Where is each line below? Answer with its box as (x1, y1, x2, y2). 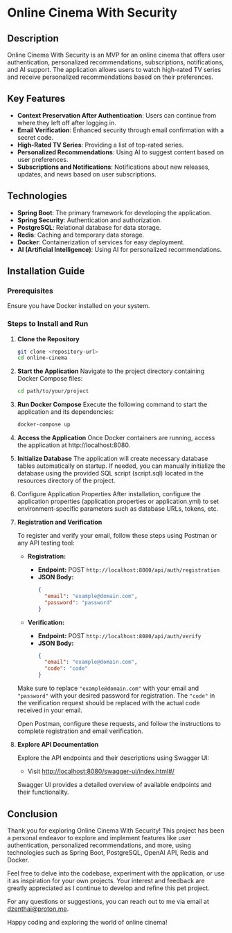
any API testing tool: (17, 538, 75, 547)
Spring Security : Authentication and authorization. (17, 216, 162, 224)
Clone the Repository (17, 334, 80, 343)
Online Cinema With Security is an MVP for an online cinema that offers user (7, 51, 225, 59)
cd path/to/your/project (17, 388, 89, 395)
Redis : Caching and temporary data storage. (17, 230, 145, 239)
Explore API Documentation (17, 741, 99, 749)
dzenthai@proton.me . (7, 905, 69, 913)
